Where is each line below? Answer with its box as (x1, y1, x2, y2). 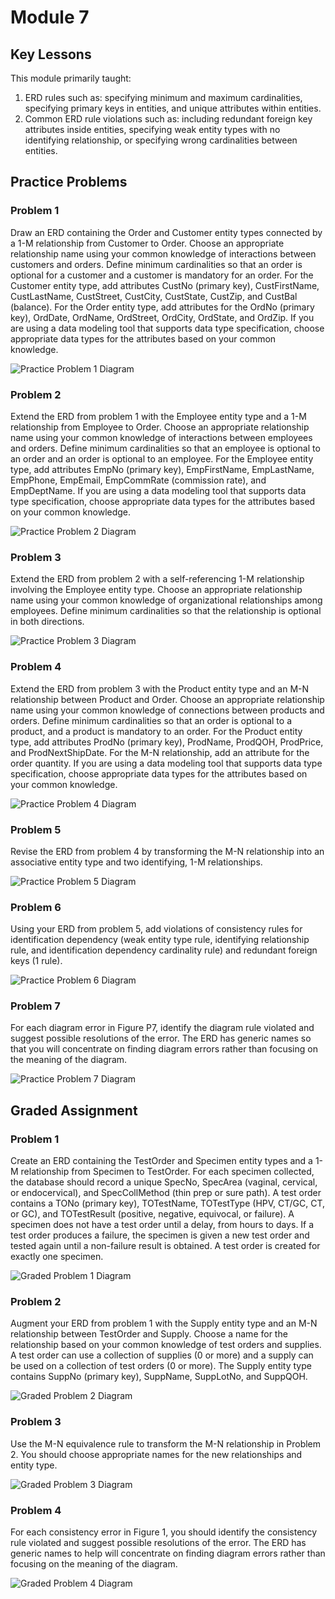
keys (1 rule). (10, 955, 63, 967)
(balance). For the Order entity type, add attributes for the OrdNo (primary (10, 301, 315, 313)
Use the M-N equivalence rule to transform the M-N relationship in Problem (10, 1437, 322, 1450)
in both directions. (10, 616, 85, 628)
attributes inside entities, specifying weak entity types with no (24, 124, 281, 135)
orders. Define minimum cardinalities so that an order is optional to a (10, 714, 292, 726)
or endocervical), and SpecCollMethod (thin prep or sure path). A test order (10, 1187, 322, 1199)
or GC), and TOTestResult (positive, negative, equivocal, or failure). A (10, 1208, 295, 1220)
